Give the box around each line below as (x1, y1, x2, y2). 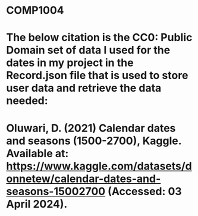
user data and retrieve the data (6, 82, 162, 95)
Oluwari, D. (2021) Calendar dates (6, 121, 176, 134)
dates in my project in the (6, 56, 134, 70)
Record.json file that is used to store (6, 69, 188, 82)
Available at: (6, 146, 69, 160)
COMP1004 (6, 4, 64, 17)
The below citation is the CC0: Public (6, 31, 193, 45)
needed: (6, 94, 49, 108)
